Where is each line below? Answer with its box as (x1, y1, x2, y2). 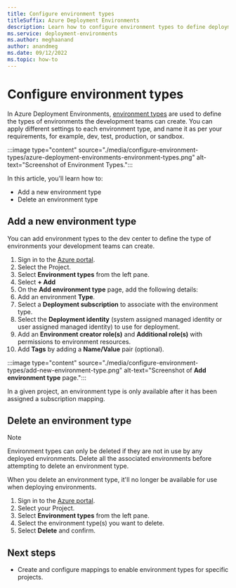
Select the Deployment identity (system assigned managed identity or (17, 315, 223, 323)
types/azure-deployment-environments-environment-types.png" (7, 152, 195, 162)
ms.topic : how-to (7, 56, 58, 63)
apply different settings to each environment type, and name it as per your (7, 124, 223, 133)
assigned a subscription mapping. (7, 394, 105, 403)
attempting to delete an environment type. (7, 462, 129, 471)
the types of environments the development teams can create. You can (7, 117, 213, 125)
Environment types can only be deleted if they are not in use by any (7, 447, 203, 455)
